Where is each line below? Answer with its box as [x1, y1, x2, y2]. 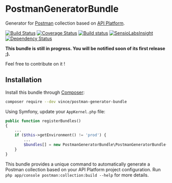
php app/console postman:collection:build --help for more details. [5, 172, 149, 178]
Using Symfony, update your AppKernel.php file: [5, 108, 106, 114]
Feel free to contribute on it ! [5, 60, 66, 67]
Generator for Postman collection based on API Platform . [5, 20, 125, 26]
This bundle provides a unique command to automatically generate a [5, 161, 150, 167]
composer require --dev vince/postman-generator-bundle [5, 99, 127, 104]
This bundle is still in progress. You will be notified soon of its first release [5, 45, 165, 51]
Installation [5, 75, 42, 85]
